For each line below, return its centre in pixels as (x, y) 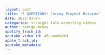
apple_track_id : (21, 41)
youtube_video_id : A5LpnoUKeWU (37, 36)
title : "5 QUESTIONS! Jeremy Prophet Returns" (53, 14)
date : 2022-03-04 (22, 18)
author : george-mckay (27, 27)
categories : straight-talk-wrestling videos (51, 23)
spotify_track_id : (23, 32)
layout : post (18, 9)
